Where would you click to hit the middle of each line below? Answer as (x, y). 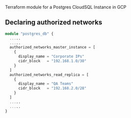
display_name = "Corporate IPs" (51, 57)
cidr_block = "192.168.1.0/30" (52, 61)
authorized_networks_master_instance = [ (52, 47)
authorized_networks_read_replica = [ (49, 75)
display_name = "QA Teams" (46, 84)
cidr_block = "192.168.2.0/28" (52, 88)
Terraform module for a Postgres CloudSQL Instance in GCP (66, 7)
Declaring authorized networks (54, 22)
